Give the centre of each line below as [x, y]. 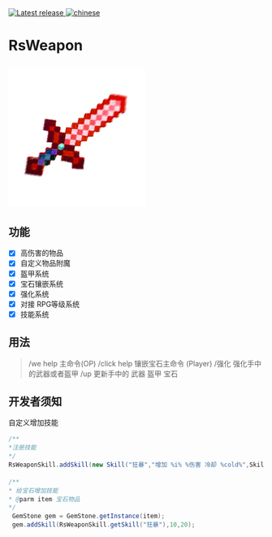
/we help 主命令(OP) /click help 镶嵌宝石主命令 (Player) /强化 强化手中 [145, 363]
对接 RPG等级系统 [50, 304]
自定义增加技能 [33, 422]
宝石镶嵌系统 [41, 284]
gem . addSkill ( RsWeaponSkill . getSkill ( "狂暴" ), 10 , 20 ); [104, 525]
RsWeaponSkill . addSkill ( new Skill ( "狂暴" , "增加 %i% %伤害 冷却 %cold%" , [129, 465]
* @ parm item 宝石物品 [44, 499]
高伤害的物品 [41, 253]
